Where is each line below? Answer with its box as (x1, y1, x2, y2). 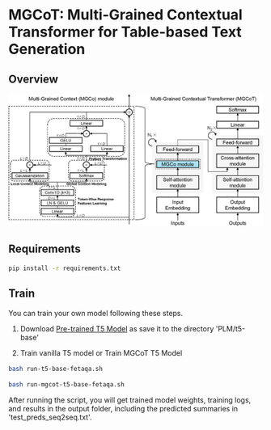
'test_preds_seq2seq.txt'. (8, 412, 92, 422)
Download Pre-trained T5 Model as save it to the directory (19, 323, 214, 333)
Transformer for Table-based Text (8, 23, 243, 41)
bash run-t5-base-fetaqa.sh (8, 365, 104, 373)
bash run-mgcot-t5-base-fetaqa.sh (8, 380, 125, 389)
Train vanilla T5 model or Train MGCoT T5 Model (19, 348, 183, 357)
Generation (8, 40, 86, 58)
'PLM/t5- (215, 323, 246, 333)
